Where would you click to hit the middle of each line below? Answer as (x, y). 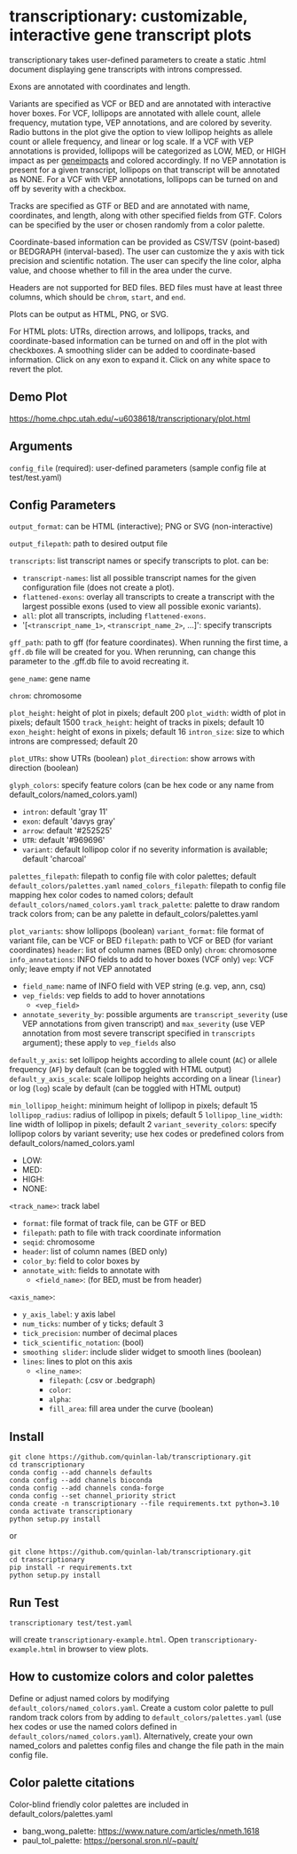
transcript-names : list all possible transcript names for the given (139, 578)
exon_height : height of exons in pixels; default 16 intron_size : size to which (147, 732)
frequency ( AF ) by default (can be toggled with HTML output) (121, 1070)
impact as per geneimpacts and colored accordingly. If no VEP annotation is (148, 160)
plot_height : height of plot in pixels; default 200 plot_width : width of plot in (148, 713)
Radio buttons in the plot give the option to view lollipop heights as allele (141, 131)
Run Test (34, 1602)
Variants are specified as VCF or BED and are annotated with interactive (141, 103)
